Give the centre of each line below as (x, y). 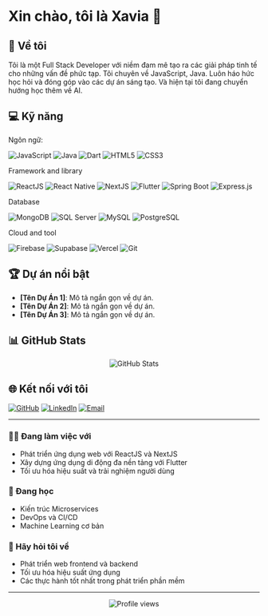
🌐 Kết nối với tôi (48, 389)
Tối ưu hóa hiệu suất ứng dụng (70, 572)
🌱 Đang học (31, 491)
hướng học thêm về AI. (45, 90)
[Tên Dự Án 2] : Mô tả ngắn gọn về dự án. (87, 306)
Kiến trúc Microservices (59, 509)
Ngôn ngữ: (26, 140)
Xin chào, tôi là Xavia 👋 (85, 16)
